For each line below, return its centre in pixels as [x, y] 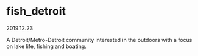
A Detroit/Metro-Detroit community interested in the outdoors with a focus [99, 40]
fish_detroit [36, 11]
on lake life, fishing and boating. [46, 46]
